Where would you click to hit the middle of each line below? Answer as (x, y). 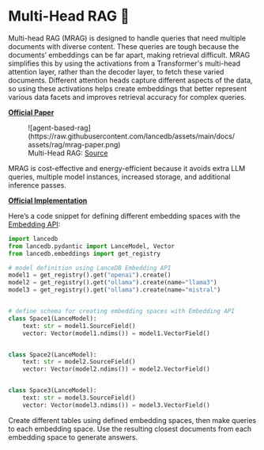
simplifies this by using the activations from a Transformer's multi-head (124, 63)
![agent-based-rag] (59, 128)
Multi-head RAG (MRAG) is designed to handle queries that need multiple (127, 38)
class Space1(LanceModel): (53, 318)
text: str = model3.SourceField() (79, 398)
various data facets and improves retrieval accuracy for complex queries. (127, 97)
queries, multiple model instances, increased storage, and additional (119, 177)
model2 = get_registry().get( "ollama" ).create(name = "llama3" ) (113, 283)
